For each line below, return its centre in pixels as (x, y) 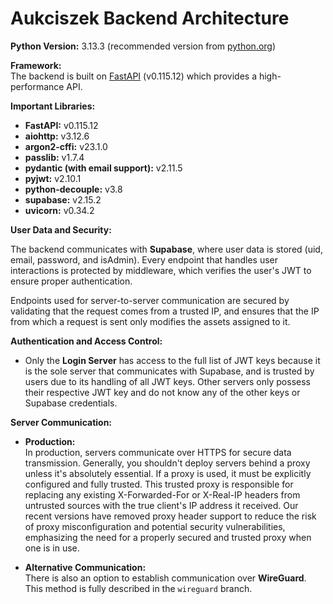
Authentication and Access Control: (86, 341)
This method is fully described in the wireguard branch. (138, 588)
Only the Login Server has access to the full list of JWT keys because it (172, 360)
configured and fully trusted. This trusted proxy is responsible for (159, 484)
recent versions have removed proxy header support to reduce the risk (170, 516)
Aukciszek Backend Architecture (150, 18)
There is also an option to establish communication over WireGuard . (165, 578)
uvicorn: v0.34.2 (59, 210)
